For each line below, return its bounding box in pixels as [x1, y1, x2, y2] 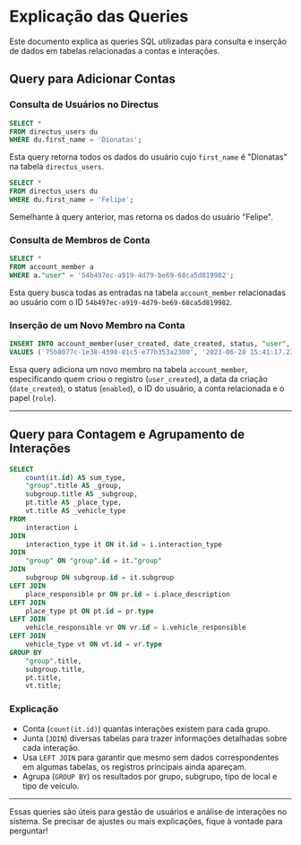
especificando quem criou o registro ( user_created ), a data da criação [9, 373, 269, 384]
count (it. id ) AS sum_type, [25, 473, 126, 482]
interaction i [25, 523, 78, 532]
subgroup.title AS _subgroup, [25, 490, 139, 499]
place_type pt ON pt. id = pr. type [25, 606, 154, 615]
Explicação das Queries [9, 6, 189, 27]
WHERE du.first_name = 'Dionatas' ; [9, 135, 142, 144]
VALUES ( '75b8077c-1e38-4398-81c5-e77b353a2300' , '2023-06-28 [9, 347, 246, 356]
